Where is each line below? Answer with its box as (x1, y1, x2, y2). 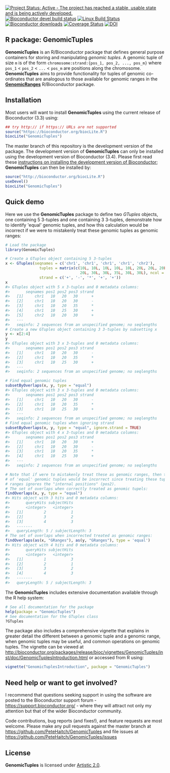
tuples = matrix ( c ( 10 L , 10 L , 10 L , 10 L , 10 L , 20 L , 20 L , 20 (39, 266, 164, 271)
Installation (5, 96, 41, 105)
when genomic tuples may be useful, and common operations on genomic (5, 638, 160, 645)
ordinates (5, 76, 25, 82)
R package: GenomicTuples (5, 35, 94, 44)
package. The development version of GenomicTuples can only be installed (5, 148, 163, 154)
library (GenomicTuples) (5, 247, 56, 252)
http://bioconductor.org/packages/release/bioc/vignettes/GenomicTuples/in (5, 649, 163, 655)
